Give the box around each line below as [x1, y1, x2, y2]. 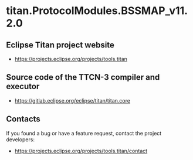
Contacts [6, 114, 41, 124]
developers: [6, 136, 35, 143]
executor [6, 81, 40, 91]
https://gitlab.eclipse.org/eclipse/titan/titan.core [14, 97, 131, 104]
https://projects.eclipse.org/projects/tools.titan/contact [14, 147, 148, 154]
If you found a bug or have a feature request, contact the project [6, 130, 162, 137]
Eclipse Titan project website [6, 40, 114, 50]
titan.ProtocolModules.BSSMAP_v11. [6, 4, 188, 18]
